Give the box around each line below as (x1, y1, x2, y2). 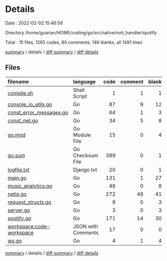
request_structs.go (7, 198, 52, 205)
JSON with (73, 223, 98, 230)
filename (7, 78, 29, 85)
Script (73, 93, 87, 100)
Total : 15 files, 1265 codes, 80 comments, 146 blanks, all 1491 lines (5, 39, 143, 45)
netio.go (7, 190, 27, 197)
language (73, 78, 96, 85)
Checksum (73, 152, 98, 159)
